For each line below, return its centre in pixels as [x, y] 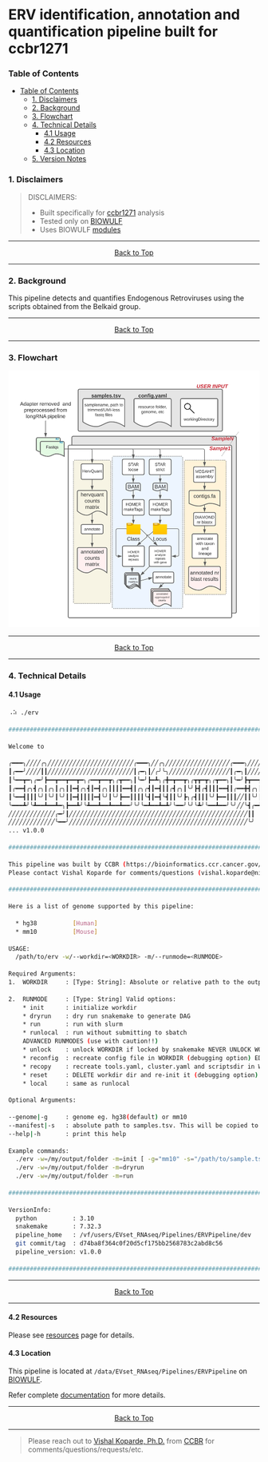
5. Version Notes [59, 159]
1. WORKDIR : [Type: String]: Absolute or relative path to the [126, 983]
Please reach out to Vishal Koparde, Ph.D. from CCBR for [121, 1441]
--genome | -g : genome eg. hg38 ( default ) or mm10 [98, 1117]
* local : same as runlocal [76, 1083]
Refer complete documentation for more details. [87, 1395]
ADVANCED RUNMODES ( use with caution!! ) [91, 1041]
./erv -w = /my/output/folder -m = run [75, 1176]
